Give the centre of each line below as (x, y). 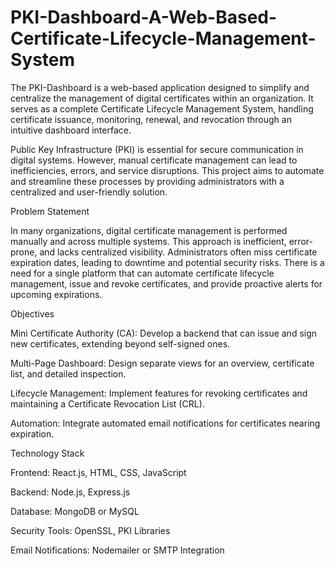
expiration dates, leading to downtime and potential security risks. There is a (167, 262)
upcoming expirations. (56, 294)
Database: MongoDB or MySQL (75, 511)
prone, (24, 252)
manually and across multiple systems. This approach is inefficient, (148, 241)
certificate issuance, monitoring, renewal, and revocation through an (151, 119)
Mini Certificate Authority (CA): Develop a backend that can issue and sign (164, 333)
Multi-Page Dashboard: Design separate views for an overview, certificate (162, 363)
